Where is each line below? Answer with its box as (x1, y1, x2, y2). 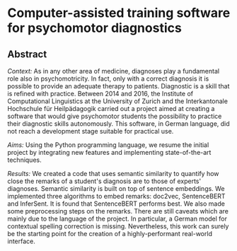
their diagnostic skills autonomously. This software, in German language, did (7, 119, 230, 128)
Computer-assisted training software (7, 5, 231, 21)
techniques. (7, 156, 42, 164)
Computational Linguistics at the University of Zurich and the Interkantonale (7, 97, 229, 105)
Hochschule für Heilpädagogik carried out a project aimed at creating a (7, 105, 215, 112)
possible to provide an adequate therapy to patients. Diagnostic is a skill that (7, 82, 230, 90)
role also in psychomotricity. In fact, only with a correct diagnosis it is (7, 74, 209, 83)
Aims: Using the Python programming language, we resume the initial (7, 141, 209, 149)
